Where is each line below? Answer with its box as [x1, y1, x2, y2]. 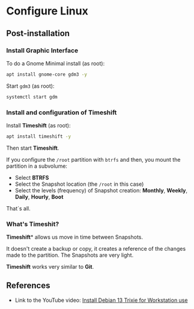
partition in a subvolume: [6, 162, 68, 170]
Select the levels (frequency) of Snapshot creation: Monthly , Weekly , [14, 186, 188, 194]
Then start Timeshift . [6, 144, 59, 151]
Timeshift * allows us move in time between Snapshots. [6, 233, 143, 241]
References [6, 281, 50, 291]
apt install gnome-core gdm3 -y [6, 71, 87, 78]
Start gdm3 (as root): [6, 82, 55, 90]
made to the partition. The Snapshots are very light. [6, 251, 134, 259]
